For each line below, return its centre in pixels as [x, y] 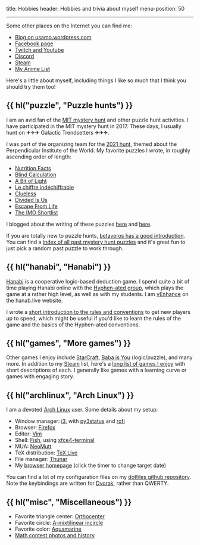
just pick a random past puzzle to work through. [65, 248]
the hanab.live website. [35, 300]
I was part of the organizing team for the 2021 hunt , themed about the [92, 144]
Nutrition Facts [33, 168]
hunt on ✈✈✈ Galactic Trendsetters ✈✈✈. [58, 132]
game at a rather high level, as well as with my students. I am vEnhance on [97, 294]
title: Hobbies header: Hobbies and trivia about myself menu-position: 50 [96, 9]
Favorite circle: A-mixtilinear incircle [59, 523]
